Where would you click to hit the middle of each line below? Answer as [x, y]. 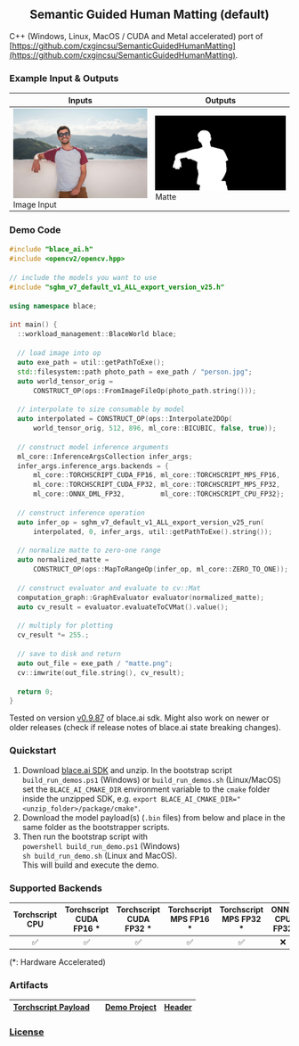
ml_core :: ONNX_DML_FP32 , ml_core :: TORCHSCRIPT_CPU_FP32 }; [158, 494]
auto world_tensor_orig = [65, 381]
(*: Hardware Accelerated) [58, 962]
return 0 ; [35, 692]
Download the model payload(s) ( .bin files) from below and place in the [154, 817]
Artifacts [29, 985]
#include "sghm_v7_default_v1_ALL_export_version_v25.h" [117, 287]
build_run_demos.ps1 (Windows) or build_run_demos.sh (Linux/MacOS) [152, 779]
